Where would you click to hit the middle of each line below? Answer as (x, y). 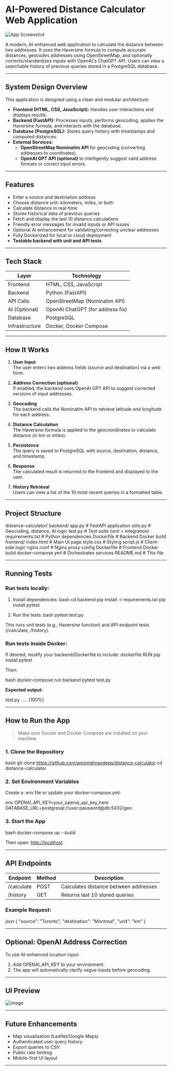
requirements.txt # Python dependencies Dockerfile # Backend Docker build (86, 537)
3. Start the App (25, 822)
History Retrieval (31, 487)
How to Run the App (38, 721)
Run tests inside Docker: (36, 643)
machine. (28, 738)
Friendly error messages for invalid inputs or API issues (71, 224)
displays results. (30, 115)
